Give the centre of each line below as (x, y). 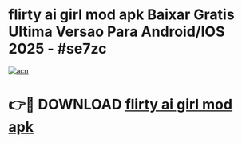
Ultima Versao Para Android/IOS (117, 32)
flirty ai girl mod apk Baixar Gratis (121, 15)
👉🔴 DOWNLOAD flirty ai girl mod (121, 105)
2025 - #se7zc (58, 49)
